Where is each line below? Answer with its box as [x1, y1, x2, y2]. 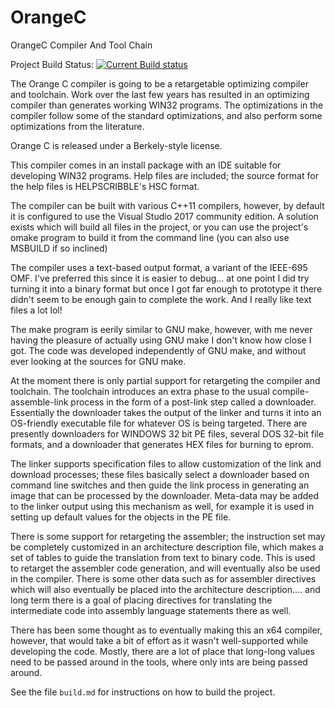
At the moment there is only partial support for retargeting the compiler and [10, 374, 321, 386]
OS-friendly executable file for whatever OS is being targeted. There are [10, 417, 308, 429]
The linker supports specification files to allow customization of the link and [10, 457, 322, 470]
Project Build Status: [10, 58, 94, 70]
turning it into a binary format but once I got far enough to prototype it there [10, 282, 323, 295]
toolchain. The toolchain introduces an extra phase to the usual [10, 385, 270, 397]
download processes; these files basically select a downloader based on [10, 468, 310, 480]
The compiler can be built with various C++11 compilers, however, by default [10, 199, 325, 211]
